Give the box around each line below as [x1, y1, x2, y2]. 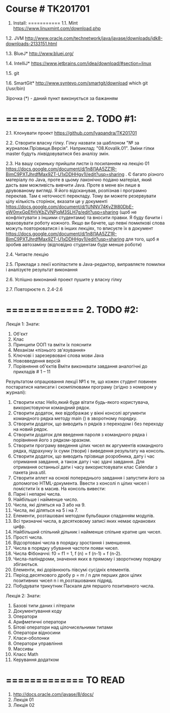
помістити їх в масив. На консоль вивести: [13, 485, 106, 491]
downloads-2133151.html [6, 40, 57, 46]
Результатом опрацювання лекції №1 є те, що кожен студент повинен [6, 378, 156, 384]
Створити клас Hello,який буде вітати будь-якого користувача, [13, 399, 150, 405]
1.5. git [6, 70, 19, 76]
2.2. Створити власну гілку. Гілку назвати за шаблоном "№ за [6, 139, 140, 145]
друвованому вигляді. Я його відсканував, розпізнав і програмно [6, 187, 147, 193]
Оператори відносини [13, 629, 61, 636]
